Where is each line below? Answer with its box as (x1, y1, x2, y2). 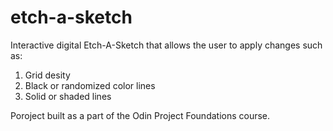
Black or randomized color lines (24, 79, 156, 91)
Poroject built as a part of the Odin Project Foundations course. (10, 109, 271, 121)
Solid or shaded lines (24, 90, 112, 102)
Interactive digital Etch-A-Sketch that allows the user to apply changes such (10, 39, 323, 51)
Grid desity (24, 69, 71, 81)
